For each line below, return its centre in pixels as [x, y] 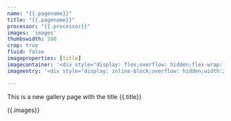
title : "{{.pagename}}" [41, 20]
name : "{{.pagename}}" [40, 13]
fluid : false [26, 52]
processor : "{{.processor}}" [49, 26]
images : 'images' [32, 33]
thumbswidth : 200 [32, 39]
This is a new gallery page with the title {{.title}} [75, 96]
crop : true [23, 45]
